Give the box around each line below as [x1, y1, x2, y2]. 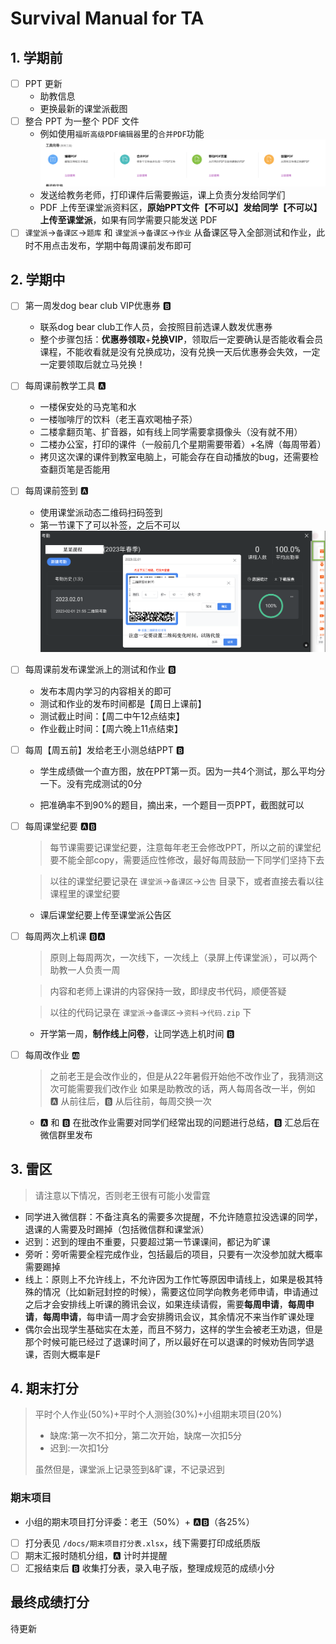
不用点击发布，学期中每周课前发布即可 [33, 239, 192, 251]
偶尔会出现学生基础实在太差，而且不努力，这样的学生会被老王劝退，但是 [24, 1323, 323, 1335]
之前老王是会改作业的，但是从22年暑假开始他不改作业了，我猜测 [49, 1070, 315, 1082]
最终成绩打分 [10, 1594, 90, 1611]
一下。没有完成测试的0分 [39, 777, 143, 789]
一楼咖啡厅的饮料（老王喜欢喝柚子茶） [39, 413, 198, 426]
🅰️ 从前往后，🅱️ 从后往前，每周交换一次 [49, 1095, 212, 1107]
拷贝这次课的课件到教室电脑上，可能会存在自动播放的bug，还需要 [39, 451, 311, 463]
